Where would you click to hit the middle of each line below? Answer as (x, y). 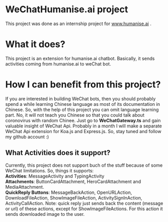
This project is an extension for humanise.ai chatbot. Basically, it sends (80, 58)
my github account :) (27, 137)
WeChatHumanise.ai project (67, 9)
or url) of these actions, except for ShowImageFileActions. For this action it (84, 209)
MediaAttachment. (25, 187)
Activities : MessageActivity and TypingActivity (55, 176)
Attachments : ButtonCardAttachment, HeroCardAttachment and (73, 181)
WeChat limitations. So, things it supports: (49, 170)
